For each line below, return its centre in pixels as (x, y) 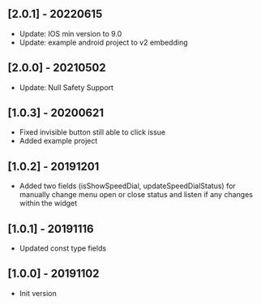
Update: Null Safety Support (66, 87)
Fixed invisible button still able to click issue (92, 132)
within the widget (48, 204)
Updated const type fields (63, 248)
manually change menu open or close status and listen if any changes (136, 195)
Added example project (58, 141)
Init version (38, 293)
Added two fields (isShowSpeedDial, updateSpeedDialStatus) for (127, 186)
